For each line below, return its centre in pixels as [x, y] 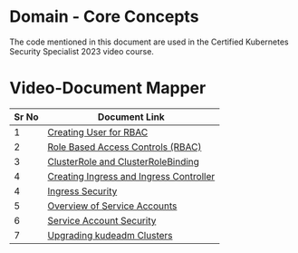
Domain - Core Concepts [104, 17]
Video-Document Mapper [108, 88]
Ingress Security [82, 190]
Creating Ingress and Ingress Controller [131, 176]
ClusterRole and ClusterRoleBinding [123, 161]
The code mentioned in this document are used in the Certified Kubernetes [149, 42]
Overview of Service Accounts [112, 206]
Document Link [131, 117]
